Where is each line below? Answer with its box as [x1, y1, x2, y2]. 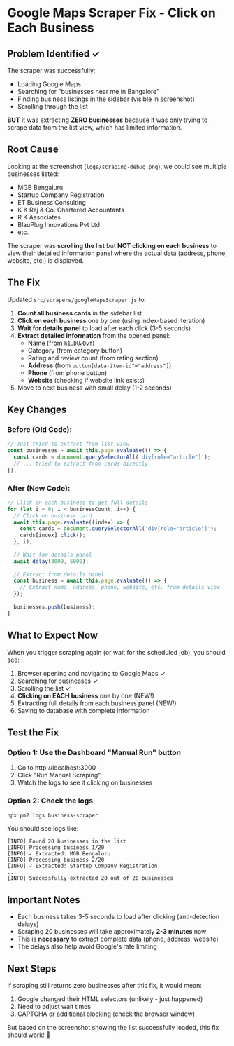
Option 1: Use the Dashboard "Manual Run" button [7, 747, 182, 757]
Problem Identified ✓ [7, 48, 100, 60]
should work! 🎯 [7, 1031, 51, 1039]
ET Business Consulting [17, 198, 86, 206]
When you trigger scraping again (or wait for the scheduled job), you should [7, 648, 226, 656]
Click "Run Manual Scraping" [17, 771, 101, 780]
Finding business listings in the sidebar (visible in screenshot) [17, 95, 196, 103]
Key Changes [7, 404, 67, 416]
